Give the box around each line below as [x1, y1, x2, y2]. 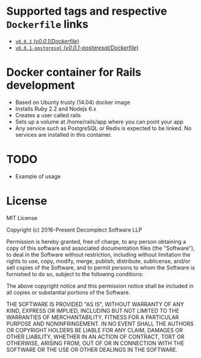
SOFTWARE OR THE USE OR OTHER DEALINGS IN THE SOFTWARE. [6, 346, 178, 353]
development [6, 78, 75, 92]
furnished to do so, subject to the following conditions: [6, 270, 144, 277]
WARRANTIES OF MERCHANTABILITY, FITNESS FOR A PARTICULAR [6, 313, 179, 321]
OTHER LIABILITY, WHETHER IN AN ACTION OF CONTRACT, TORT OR [6, 333, 185, 340]
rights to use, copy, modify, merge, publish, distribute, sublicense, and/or [6, 257, 191, 265]
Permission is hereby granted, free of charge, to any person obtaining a [6, 238, 186, 245]
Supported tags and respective [6, 4, 167, 18]
